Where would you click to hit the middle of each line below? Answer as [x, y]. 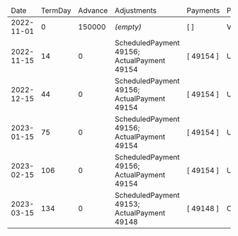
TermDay [56, 10]
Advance [93, 10]
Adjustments [136, 10]
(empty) [128, 27]
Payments [203, 10]
